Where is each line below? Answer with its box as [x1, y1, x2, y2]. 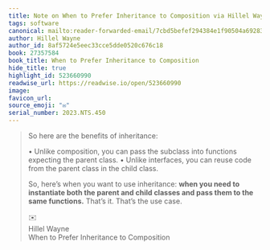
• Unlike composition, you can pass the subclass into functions [27, 146, 237, 156]
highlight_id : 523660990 [8, 72, 92, 80]
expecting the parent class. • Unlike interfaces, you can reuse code [27, 155, 252, 165]
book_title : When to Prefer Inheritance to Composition [8, 57, 199, 65]
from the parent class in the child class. [27, 164, 159, 173]
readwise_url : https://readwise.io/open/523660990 [8, 79, 182, 87]
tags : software [8, 19, 59, 27]
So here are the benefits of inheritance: [27, 131, 158, 141]
